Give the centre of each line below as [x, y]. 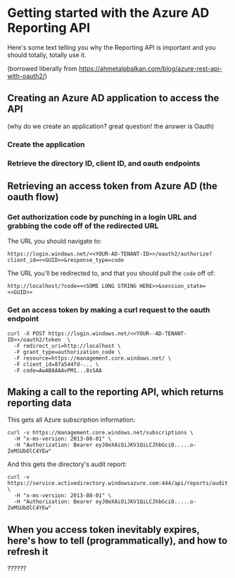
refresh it [28, 552]
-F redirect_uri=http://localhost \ [67, 346]
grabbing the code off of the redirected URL [83, 225]
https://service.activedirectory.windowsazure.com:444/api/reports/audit [118, 484]
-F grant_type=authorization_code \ [67, 352]
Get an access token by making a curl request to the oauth [109, 310]
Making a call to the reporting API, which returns [115, 392]
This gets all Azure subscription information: [71, 420]
